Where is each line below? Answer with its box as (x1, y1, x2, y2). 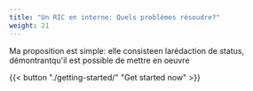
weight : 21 (9, 21, 50, 30)
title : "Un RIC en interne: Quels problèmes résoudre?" (9, 12, 220, 22)
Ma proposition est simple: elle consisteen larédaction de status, (9, 45, 245, 56)
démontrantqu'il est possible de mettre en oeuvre (9, 55, 190, 65)
